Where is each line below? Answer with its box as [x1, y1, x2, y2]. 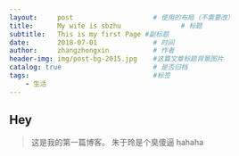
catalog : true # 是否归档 [9, 63, 188, 72]
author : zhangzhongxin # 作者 [9, 46, 175, 55]
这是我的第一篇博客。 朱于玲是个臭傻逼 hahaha [30, 137, 204, 148]
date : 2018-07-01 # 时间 [9, 37, 175, 47]
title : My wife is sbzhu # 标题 [9, 21, 202, 30]
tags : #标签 [9, 71, 171, 80]
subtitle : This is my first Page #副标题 [9, 29, 169, 38]
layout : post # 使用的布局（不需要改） [9, 12, 235, 22]
